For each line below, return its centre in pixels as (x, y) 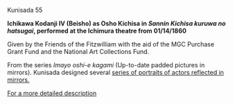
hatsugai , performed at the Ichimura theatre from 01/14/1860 (97, 31)
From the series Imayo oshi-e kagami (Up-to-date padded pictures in (106, 65)
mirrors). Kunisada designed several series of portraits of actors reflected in (115, 72)
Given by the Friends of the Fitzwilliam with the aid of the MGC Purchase (111, 44)
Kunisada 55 (25, 10)
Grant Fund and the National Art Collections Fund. (78, 52)
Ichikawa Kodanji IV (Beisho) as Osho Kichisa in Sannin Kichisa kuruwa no (116, 23)
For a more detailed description (52, 93)
